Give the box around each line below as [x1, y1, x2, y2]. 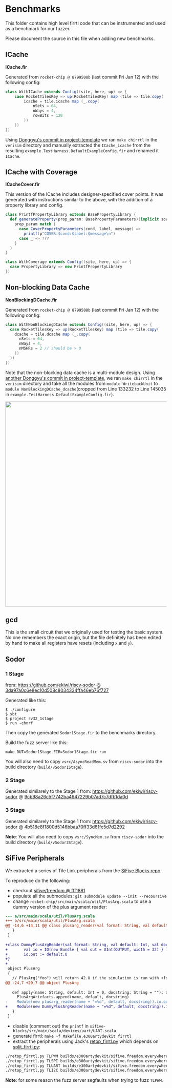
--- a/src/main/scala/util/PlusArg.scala [5, 913, 95, 919]
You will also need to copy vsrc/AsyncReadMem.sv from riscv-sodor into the [5, 758, 163, 765]
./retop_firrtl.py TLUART [5, 1063, 60, 1069]
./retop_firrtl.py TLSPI [5, 1058, 58, 1063]
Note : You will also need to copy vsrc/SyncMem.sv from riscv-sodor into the [5, 833, 164, 839]
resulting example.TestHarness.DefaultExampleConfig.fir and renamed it [5, 147, 159, 154]
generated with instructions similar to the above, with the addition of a [5, 197, 153, 203]
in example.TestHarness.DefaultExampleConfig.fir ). [5, 391, 114, 397]
